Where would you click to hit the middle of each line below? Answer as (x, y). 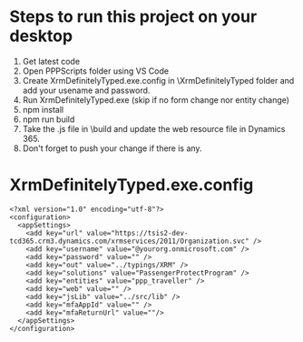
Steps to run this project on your (133, 17)
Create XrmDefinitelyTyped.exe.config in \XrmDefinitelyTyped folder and (158, 80)
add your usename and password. (86, 90)
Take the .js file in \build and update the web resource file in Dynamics (154, 128)
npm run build (49, 119)
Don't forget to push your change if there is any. (112, 148)
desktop (41, 36)
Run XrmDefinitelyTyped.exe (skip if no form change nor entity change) (156, 100)
